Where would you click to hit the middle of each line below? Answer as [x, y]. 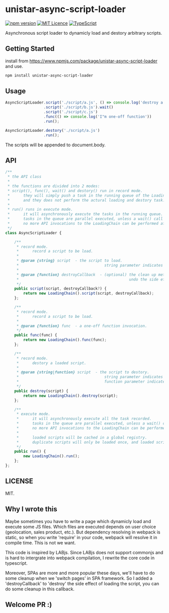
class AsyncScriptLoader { [33, 233]
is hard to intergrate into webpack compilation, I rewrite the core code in [80, 558]
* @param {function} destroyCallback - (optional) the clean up [86, 275]
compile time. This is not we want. [40, 543]
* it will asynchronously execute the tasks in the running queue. [85, 214]
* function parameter [80, 382]
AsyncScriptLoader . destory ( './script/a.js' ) [53, 130]
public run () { [30, 452]
